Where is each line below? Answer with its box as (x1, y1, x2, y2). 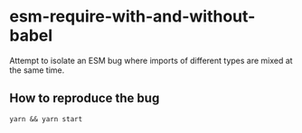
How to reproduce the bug (9, 91, 160, 106)
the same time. (9, 65, 65, 75)
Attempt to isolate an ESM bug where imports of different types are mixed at (9, 55, 293, 66)
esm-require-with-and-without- (9, 6, 256, 27)
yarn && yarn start (9, 114, 83, 123)
